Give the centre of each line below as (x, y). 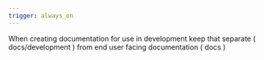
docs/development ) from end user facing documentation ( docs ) (117, 47)
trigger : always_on (41, 16)
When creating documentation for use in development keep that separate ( (132, 38)
